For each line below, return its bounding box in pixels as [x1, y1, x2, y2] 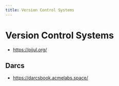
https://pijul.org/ [12, 47, 47, 53]
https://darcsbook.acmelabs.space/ [12, 75, 88, 81]
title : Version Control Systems [5, 7, 74, 13]
